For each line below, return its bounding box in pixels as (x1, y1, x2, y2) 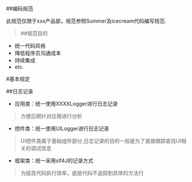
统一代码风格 (14, 43, 46, 49)
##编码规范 (6, 5, 33, 12)
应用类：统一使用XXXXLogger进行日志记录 (14, 100, 118, 107)
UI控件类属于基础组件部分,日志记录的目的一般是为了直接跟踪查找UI (20, 138, 181, 144)
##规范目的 (20, 30, 48, 37)
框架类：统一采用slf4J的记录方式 (14, 157, 94, 164)
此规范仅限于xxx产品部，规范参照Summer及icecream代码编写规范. (6, 17, 167, 24)
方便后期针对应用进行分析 (20, 113, 83, 120)
